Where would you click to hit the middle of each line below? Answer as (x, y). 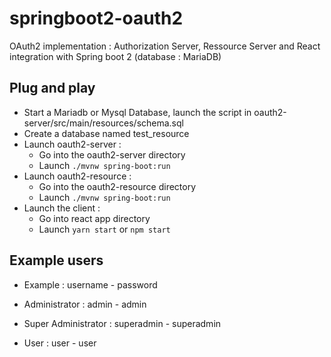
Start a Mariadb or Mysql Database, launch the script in (137, 112)
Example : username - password (90, 284)
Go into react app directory (94, 218)
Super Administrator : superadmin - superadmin (122, 323)
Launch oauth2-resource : (77, 176)
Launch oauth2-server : (72, 144)
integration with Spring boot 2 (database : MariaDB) (115, 56)
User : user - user (60, 343)
